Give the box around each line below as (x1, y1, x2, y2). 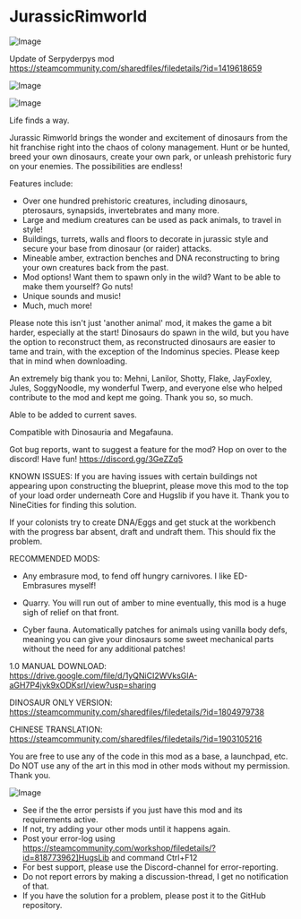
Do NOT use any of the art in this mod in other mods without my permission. (9, 760, 290, 771)
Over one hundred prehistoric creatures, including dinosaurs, (21, 195, 248, 206)
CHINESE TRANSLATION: (9, 724, 103, 734)
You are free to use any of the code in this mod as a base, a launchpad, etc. (9, 751, 288, 761)
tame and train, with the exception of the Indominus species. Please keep (9, 346, 280, 356)
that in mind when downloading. (9, 356, 128, 366)
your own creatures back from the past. (21, 262, 169, 272)
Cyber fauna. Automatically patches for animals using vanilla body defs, (21, 624, 288, 635)
